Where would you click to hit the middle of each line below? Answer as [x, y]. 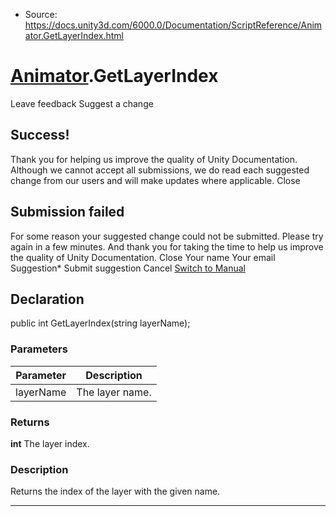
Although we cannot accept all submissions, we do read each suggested [160, 170]
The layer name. [114, 392]
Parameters [39, 349]
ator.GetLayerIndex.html [74, 35]
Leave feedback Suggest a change [82, 103]
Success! [40, 135]
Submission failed [67, 212]
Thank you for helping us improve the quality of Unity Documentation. [154, 159]
